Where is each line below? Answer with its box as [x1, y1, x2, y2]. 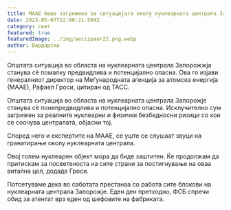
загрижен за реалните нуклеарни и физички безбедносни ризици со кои [7, 111, 221, 119]
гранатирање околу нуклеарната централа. [7, 139, 135, 147]
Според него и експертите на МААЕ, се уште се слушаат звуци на [7, 132, 202, 140]
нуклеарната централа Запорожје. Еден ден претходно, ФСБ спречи [7, 187, 210, 196]
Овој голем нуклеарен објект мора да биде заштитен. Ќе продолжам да [7, 152, 219, 160]
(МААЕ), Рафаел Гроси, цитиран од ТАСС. [7, 83, 130, 91]
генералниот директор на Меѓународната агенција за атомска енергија [7, 76, 219, 83]
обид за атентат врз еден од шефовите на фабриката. [7, 195, 165, 203]
